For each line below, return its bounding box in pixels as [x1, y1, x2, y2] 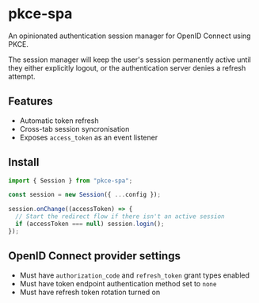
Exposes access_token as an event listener [19, 132, 158, 142]
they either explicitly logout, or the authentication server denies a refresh [8, 63, 246, 72]
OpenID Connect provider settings [8, 249, 181, 263]
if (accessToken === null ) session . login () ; [15, 220, 165, 228]
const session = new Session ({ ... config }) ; [8, 191, 161, 199]
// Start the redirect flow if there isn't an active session [15, 213, 225, 221]
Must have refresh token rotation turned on [19, 287, 161, 297]
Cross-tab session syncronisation [19, 124, 130, 133]
